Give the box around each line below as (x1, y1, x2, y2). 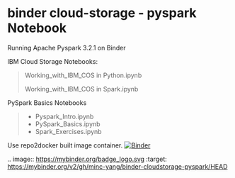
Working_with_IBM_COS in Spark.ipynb (24, 84, 139, 93)
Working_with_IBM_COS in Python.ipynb (24, 71, 142, 79)
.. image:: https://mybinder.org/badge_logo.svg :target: (7, 155, 168, 163)
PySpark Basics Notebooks (7, 98, 87, 107)
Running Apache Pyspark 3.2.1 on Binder (7, 43, 126, 52)
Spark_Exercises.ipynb (35, 127, 102, 135)
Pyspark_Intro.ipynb (35, 112, 94, 121)
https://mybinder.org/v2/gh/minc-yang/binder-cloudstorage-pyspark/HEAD (7, 162, 228, 171)
